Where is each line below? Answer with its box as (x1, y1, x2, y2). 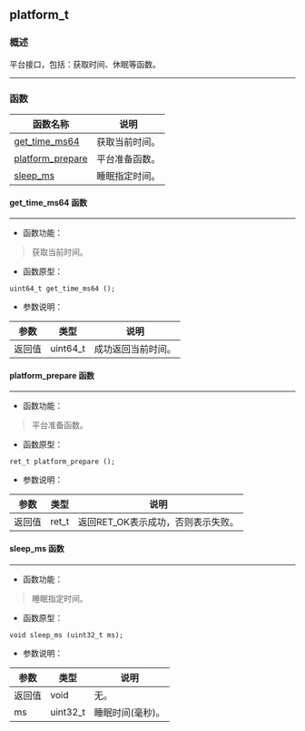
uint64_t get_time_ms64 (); (9, 284, 116, 294)
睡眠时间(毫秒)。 (93, 706, 165, 718)
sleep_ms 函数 (9, 543, 65, 553)
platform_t (9, 7, 70, 23)
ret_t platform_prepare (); (9, 457, 116, 467)
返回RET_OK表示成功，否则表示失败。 (77, 516, 239, 529)
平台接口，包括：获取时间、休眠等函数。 (9, 58, 161, 69)
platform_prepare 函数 (9, 370, 95, 381)
